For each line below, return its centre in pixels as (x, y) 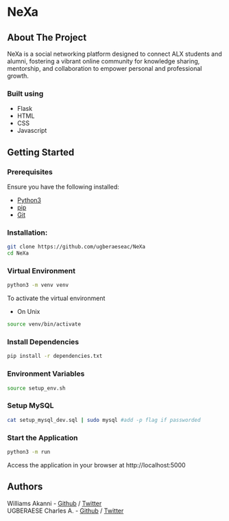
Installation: (27, 233)
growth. (18, 76)
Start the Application (43, 438)
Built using (25, 94)
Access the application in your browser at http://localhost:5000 (97, 465)
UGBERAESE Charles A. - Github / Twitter (65, 511)
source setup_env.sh (37, 388)
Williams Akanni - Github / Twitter (55, 503)
